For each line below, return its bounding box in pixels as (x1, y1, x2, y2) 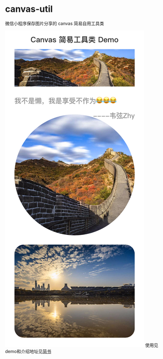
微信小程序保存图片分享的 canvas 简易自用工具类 (5, 20, 104, 26)
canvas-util (5, 3, 53, 15)
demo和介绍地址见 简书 (5, 348, 52, 354)
